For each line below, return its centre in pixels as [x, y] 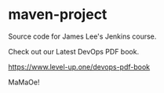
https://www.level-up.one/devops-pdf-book [79, 67]
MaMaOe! [24, 82]
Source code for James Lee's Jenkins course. [82, 36]
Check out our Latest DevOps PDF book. [74, 51]
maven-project [58, 15]
